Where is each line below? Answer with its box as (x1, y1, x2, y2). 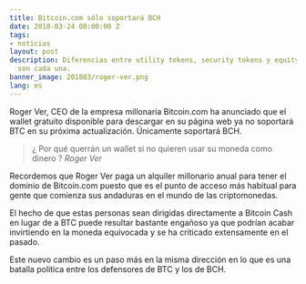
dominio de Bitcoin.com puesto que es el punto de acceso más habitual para (9, 179, 297, 191)
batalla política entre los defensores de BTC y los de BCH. (9, 263, 227, 274)
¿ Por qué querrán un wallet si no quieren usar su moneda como (31, 143, 273, 154)
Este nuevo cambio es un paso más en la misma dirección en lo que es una (9, 254, 291, 265)
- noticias (9, 38, 51, 48)
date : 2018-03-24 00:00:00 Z (9, 22, 120, 31)
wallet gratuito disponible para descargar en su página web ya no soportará (9, 116, 294, 127)
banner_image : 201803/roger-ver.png (9, 73, 148, 82)
